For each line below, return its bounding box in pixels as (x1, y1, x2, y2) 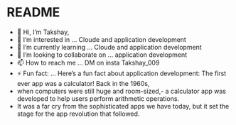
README (6, 4, 60, 21)
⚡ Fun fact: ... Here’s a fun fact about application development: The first (16, 69, 227, 77)
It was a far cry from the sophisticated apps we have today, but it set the (16, 102, 230, 110)
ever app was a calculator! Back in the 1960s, (16, 79, 150, 87)
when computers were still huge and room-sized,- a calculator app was (16, 87, 227, 95)
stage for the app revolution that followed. (16, 109, 140, 118)
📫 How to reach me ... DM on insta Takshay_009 (16, 58, 160, 67)
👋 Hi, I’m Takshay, (16, 28, 70, 36)
